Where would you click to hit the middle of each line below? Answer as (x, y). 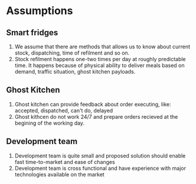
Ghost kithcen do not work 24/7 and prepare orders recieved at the (96, 116)
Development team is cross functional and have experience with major (100, 168)
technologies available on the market (59, 174)
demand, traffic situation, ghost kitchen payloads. (75, 71)
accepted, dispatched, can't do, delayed (64, 111)
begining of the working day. (49, 123)
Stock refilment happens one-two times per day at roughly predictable (100, 59)
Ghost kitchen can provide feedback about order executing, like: (93, 104)
